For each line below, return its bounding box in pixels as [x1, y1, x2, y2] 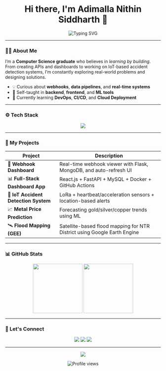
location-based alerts [59, 197, 110, 204]
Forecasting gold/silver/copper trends [59, 206, 147, 213]
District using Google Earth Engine [59, 229, 139, 236]
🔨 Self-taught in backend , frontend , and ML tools [12, 89, 114, 95]
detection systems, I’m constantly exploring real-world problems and [5, 69, 145, 75]
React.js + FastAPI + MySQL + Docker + [59, 176, 152, 183]
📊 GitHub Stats [5, 250, 43, 257]
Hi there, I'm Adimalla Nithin [24, 3, 142, 15]
